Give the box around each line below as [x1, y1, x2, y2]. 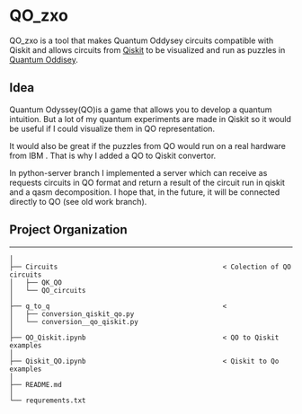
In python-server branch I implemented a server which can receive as [9, 167, 268, 178]
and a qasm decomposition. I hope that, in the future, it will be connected [9, 186, 280, 198]
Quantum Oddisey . [9, 54, 78, 65]
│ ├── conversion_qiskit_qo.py [9, 309, 135, 319]
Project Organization [9, 222, 128, 238]
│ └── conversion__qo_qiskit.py [9, 317, 139, 326]
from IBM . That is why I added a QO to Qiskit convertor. [9, 150, 217, 161]
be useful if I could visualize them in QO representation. [9, 123, 216, 134]
